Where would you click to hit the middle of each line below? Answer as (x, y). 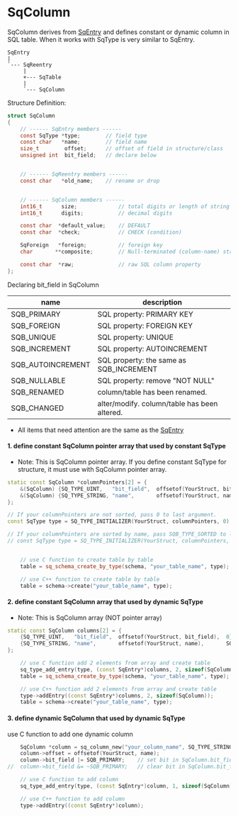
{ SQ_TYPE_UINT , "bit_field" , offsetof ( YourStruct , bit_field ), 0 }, (128, 637)
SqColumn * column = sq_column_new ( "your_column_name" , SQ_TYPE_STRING (126, 747)
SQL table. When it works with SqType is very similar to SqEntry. (101, 39)
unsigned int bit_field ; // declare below (89, 155)
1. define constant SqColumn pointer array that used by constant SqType (117, 446)
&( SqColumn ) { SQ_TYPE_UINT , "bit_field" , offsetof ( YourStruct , (120, 489)
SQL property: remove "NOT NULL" (156, 380)
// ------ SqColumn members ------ (73, 200)
